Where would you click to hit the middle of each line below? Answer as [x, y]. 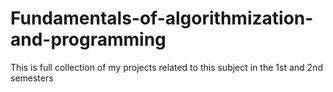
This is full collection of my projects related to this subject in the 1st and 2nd [166, 67]
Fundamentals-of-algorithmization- [162, 18]
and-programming [88, 39]
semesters [32, 78]
